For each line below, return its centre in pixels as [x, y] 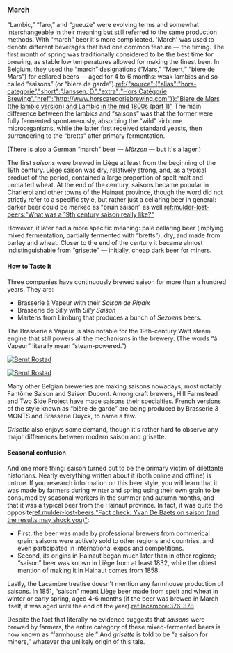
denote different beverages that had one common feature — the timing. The [116, 47]
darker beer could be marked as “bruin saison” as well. [86, 207]
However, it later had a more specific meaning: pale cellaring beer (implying [115, 228]
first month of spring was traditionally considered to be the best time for [110, 54]
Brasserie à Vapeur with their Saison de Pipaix [84, 302]
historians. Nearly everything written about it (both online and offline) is [110, 475]
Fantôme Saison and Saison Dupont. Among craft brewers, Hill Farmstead [113, 393]
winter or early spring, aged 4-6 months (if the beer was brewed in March [113, 598]
